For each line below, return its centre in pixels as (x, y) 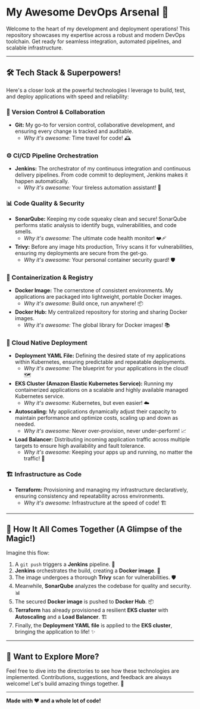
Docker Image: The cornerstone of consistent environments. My (94, 290)
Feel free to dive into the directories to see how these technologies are (93, 671)
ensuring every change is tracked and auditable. (74, 131)
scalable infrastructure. (35, 48)
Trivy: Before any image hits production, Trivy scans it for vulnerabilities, (104, 246)
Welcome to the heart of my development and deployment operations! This (98, 29)
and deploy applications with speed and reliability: (68, 96)
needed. (25, 424)
